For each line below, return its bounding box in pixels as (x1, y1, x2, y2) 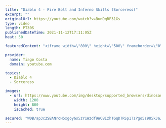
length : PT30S (5, 26, 35, 31)
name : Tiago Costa (9, 57, 48, 62)
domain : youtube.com (9, 62, 52, 66)
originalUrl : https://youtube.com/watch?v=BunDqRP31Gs (5, 16, 121, 21)
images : (5, 89, 21, 94)
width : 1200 (14, 97, 39, 102)
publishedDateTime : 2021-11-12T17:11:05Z (5, 30, 92, 35)
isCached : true (14, 107, 45, 112)
